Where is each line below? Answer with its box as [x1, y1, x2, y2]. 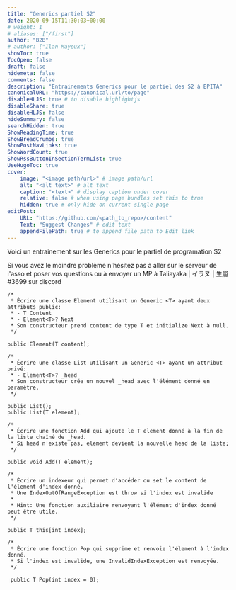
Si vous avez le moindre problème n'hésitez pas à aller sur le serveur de [7, 261, 217, 269]
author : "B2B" [7, 37, 49, 44]
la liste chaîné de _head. [7, 433, 87, 441]
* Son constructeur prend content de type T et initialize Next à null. [10, 322, 230, 329]
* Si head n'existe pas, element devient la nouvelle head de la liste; [10, 440, 230, 447]
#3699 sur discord [7, 277, 61, 285]
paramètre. [7, 384, 40, 391]
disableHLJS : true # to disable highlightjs [7, 96, 141, 103]
